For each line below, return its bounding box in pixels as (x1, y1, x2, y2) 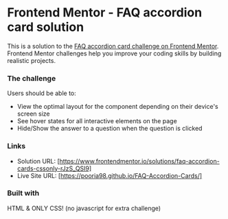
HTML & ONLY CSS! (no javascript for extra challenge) (7, 204, 161, 212)
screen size (16, 109, 50, 118)
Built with (7, 188, 40, 198)
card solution (7, 19, 84, 35)
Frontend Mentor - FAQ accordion (7, 5, 203, 21)
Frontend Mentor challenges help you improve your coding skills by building (7, 49, 222, 57)
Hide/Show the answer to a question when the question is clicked (16, 125, 203, 133)
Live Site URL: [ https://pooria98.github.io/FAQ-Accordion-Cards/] (16, 171, 203, 179)
